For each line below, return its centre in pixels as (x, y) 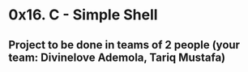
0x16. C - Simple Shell (83, 15)
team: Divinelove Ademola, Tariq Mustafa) (117, 57)
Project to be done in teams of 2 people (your (124, 45)
